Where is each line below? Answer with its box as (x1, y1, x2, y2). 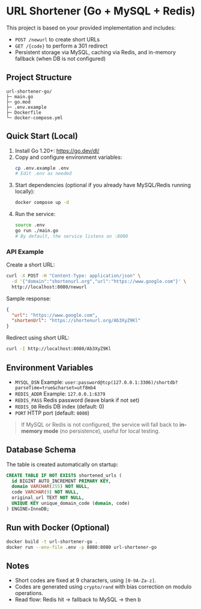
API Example (6, 247, 44, 256)
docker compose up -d (14, 200, 69, 206)
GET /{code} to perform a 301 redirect (14, 42, 108, 49)
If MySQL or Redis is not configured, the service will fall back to (20, 421, 178, 428)
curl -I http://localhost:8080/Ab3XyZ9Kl (6, 346, 112, 352)
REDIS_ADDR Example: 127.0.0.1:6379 (14, 390, 106, 397)
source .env (14, 222, 45, 228)
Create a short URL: (6, 261, 55, 268)
